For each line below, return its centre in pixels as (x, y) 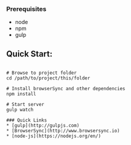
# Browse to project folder (42, 73)
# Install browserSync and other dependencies (66, 89)
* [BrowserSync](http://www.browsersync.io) (63, 131)
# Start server (25, 105)
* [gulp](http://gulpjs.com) (43, 126)
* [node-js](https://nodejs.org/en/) (54, 136)
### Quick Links (27, 120)
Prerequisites (26, 9)
